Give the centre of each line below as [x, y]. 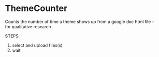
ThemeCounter [36, 8]
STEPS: [13, 36]
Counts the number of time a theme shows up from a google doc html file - [79, 22]
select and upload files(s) [37, 45]
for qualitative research [28, 26]
